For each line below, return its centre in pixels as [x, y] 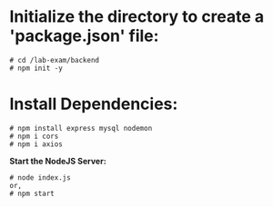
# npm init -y [36, 68]
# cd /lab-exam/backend [55, 60]
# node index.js [40, 177]
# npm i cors [34, 136]
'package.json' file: [84, 36]
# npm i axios [36, 144]
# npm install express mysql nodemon [81, 128]
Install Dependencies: [94, 104]
